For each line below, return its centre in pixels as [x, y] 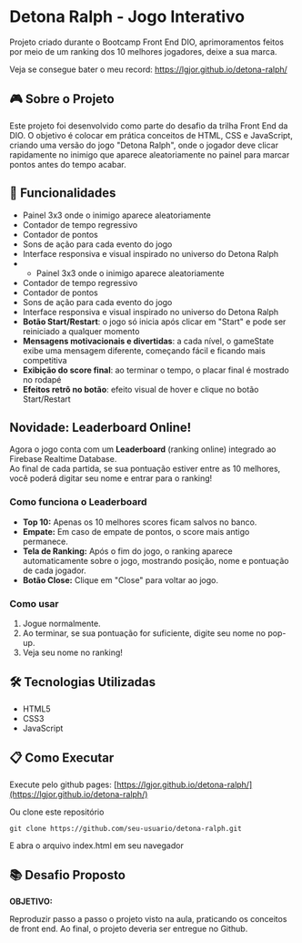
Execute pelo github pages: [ [63, 784]
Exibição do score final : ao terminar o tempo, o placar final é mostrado [156, 370]
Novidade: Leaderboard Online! [101, 427]
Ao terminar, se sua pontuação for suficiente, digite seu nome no [144, 633]
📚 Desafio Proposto [67, 875]
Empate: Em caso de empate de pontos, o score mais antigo [136, 531]
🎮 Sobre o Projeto [62, 99]
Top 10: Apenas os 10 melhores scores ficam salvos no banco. [140, 522]
